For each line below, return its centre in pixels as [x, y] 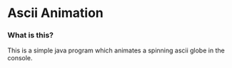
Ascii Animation [55, 13]
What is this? [30, 35]
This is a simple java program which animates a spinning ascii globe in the [116, 50]
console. [20, 58]
